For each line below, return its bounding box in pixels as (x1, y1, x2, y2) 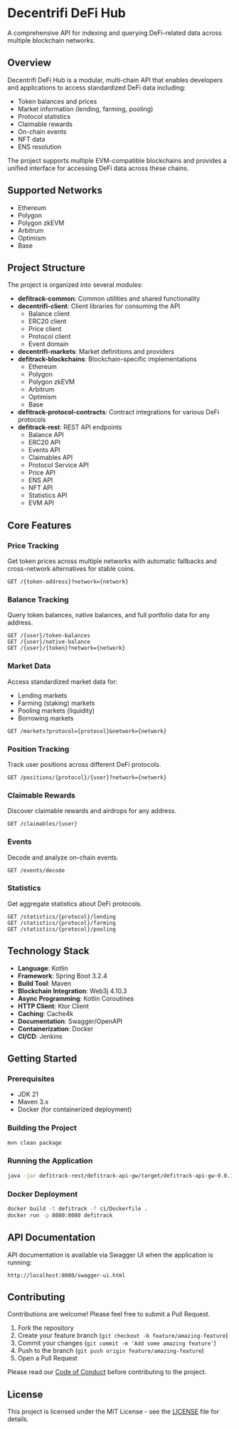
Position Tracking (7, 744, 70, 754)
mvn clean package (7, 1139, 62, 1146)
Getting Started (7, 1052, 78, 1065)
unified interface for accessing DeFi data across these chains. (7, 164, 189, 172)
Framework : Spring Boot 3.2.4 (17, 971, 108, 980)
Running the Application (7, 1156, 93, 1166)
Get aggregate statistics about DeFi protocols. (7, 899, 142, 908)
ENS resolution (17, 142, 62, 151)
